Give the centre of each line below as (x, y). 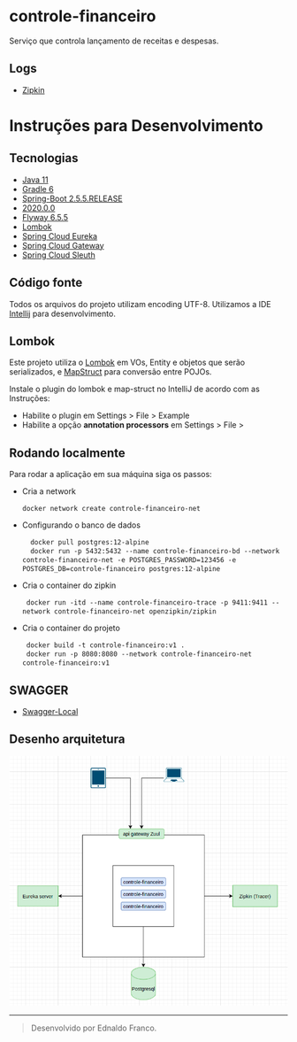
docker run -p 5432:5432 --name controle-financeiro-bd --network (155, 552)
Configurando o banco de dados (81, 525)
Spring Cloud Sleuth (58, 255)
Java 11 (35, 180)
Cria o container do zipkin (69, 585)
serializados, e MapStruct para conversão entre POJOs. (110, 372)
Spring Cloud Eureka (60, 235)
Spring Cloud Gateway (63, 245)
